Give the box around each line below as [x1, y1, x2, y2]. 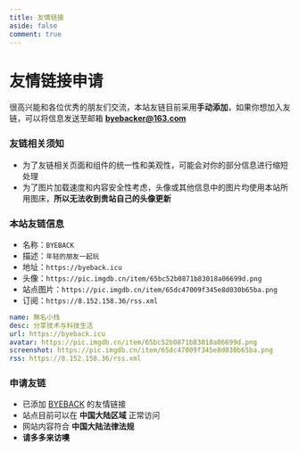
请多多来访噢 [21, 432, 70, 443]
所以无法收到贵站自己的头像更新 [53, 193, 171, 203]
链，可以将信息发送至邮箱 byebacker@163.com [9, 113, 187, 124]
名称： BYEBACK [21, 239, 74, 250]
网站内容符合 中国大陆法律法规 [21, 421, 135, 432]
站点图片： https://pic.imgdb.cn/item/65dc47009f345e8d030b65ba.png [21, 283, 278, 294]
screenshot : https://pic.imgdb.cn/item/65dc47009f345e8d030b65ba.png [9, 346, 274, 355]
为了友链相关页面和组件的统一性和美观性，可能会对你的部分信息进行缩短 [21, 160, 288, 170]
